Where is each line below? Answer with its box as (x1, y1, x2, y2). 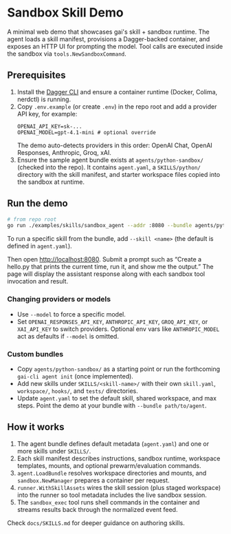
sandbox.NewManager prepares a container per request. (16, 476, 170, 484)
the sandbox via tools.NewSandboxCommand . (7, 50, 127, 58)
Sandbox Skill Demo (7, 5, 124, 21)
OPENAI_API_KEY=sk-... (16, 122, 82, 130)
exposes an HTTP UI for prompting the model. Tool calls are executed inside (7, 42, 223, 50)
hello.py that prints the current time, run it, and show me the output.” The (7, 263, 214, 271)
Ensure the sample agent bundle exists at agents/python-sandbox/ (16, 156, 204, 164)
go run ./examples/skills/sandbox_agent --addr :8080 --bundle (7, 222, 192, 229)
